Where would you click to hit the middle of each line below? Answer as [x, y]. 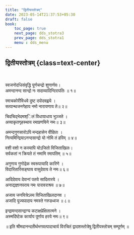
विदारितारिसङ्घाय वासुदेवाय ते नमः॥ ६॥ [37, 169]
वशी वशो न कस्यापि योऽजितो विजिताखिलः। [39, 148]
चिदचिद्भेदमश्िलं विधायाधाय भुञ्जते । [37, 116]
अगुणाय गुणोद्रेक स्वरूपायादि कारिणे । [35, 164]
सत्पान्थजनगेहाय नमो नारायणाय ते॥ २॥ [36, 106]
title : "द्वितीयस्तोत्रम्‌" [24, 10]
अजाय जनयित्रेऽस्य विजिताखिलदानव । [36, 195]
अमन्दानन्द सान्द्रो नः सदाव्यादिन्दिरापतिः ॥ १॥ [41, 91]
